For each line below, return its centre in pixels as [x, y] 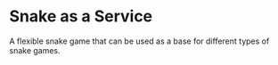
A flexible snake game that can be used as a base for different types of [139, 41]
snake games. [35, 50]
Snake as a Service [81, 16]
